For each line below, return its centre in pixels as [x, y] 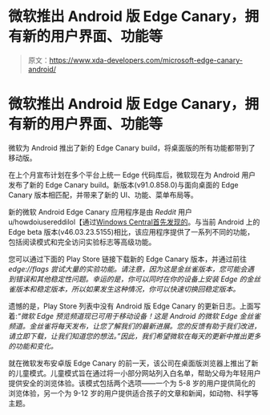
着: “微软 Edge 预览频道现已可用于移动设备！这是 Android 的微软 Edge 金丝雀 [135, 316]
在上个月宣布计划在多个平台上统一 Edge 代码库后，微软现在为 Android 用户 [132, 175]
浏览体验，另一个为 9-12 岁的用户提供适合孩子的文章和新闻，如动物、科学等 [133, 393]
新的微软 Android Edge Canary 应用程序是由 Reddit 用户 [100, 212]
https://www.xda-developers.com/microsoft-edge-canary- [146, 60]
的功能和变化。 [33, 346]
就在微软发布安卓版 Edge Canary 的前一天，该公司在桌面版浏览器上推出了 [130, 363]
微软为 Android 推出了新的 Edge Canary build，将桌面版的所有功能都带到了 [132, 147]
